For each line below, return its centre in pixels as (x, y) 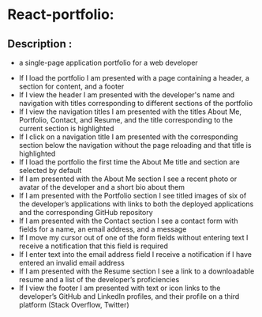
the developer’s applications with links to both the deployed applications (136, 204)
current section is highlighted (66, 128)
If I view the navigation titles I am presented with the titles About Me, (130, 111)
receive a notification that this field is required (94, 246)
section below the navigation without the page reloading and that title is (135, 145)
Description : (40, 44)
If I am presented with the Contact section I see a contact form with (128, 221)
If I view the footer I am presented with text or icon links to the (120, 288)
